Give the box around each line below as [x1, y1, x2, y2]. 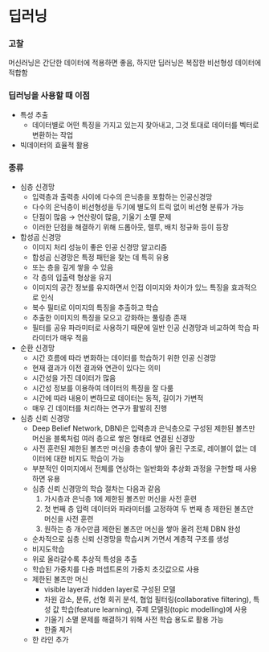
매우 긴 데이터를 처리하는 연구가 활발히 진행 [31, 403, 167, 413]
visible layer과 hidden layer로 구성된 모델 [43, 584, 176, 594]
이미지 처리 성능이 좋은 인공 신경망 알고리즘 [31, 242, 167, 252]
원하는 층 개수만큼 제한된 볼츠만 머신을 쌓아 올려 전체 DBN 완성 [43, 524, 241, 534]
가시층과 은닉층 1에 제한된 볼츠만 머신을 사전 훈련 [43, 494, 198, 504]
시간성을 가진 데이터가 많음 [31, 373, 116, 383]
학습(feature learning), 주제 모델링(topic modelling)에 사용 [61, 605, 247, 614]
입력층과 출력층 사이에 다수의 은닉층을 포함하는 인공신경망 [31, 192, 213, 202]
